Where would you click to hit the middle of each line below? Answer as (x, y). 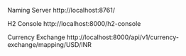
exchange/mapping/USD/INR (50, 44)
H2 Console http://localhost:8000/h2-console (74, 23)
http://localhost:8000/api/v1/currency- (123, 37)
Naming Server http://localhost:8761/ (61, 10)
